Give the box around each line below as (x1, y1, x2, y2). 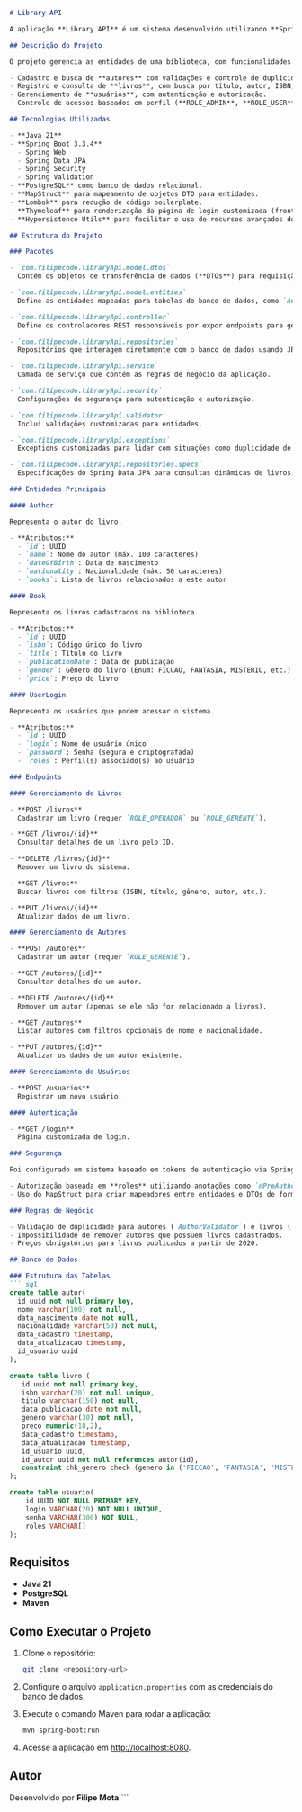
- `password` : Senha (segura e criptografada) (17, 748, 195, 758)
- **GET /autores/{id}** (9, 969, 102, 978)
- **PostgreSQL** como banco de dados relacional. (9, 181, 203, 191)
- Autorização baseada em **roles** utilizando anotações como (9, 1181, 252, 1190)
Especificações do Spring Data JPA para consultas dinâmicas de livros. (17, 469, 296, 478)
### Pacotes (9, 247, 54, 256)
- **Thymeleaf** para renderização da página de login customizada (9, 206, 268, 215)
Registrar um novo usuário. (17, 1091, 123, 1101)
